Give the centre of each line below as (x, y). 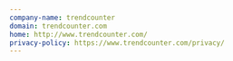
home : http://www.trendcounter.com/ (78, 34)
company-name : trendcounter (63, 17)
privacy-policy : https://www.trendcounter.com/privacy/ (117, 43)
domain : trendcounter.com (58, 26)
